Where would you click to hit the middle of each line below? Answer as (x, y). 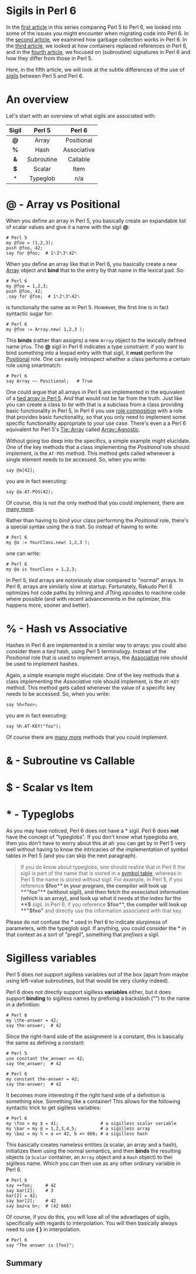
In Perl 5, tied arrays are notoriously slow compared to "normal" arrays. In (95, 580)
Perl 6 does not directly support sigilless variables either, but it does (89, 992)
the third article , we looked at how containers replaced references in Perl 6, (97, 46)
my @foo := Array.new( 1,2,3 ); (45, 329)
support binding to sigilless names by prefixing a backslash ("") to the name (98, 998)
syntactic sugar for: (30, 313)
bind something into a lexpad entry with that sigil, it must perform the (90, 353)
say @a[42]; (20, 470)
